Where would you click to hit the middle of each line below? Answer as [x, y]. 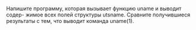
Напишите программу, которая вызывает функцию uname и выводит [94, 9]
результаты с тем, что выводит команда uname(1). [70, 21]
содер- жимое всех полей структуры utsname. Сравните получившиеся [98, 15]
